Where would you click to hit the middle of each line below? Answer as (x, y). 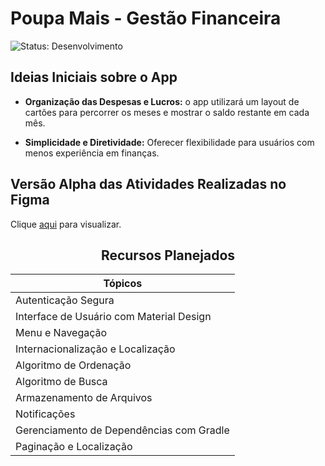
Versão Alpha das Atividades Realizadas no (148, 184)
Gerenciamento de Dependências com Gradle (122, 430)
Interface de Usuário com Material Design (113, 317)
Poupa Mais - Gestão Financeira (146, 18)
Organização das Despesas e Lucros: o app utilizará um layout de (162, 101)
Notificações (45, 414)
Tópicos (123, 284)
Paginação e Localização (74, 447)
